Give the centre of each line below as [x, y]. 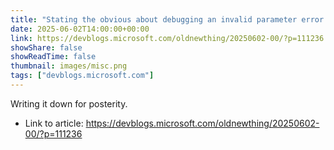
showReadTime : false [53, 57]
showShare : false [46, 47]
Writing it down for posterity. [69, 103]
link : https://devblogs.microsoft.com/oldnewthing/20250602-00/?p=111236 [167, 38]
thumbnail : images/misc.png [69, 66]
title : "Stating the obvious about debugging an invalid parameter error [167, 19]
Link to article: [54, 123]
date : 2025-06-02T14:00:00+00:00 [80, 29]
